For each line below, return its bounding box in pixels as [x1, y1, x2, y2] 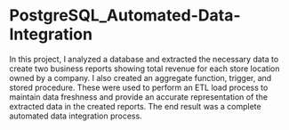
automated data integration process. [9, 110, 142, 121]
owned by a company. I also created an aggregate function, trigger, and [9, 72, 272, 83]
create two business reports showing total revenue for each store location [9, 63, 280, 74]
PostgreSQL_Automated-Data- [9, 5, 242, 26]
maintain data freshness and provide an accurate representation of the [9, 91, 269, 102]
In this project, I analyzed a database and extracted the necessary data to [9, 53, 279, 64]
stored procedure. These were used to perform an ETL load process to [9, 82, 269, 93]
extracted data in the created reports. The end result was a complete [9, 101, 261, 111]
